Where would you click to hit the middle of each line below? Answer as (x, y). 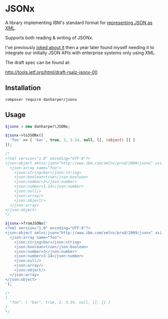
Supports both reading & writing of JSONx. (49, 38)
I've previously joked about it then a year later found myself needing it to (80, 47)
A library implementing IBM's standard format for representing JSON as (79, 23)
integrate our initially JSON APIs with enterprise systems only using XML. (80, 53)
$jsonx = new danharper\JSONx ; (38, 126)
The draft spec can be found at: (38, 62)
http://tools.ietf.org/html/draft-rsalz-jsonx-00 (51, 72)
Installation (23, 88)
